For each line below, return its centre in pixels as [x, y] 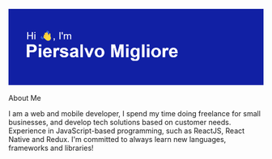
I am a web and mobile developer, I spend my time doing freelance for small [135, 114]
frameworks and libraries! [51, 148]
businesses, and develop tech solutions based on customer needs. [120, 123]
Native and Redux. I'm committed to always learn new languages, [117, 140]
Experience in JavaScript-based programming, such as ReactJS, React [127, 131]
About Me [25, 98]
